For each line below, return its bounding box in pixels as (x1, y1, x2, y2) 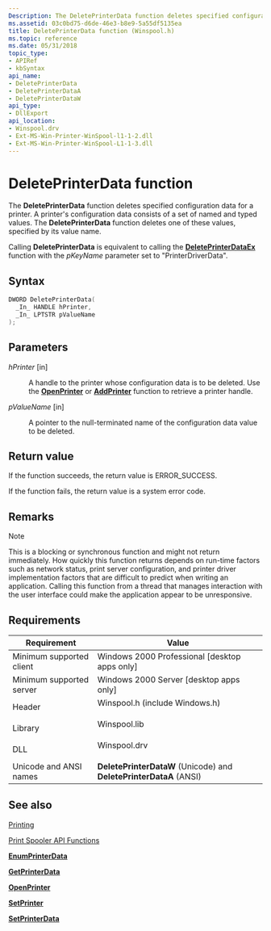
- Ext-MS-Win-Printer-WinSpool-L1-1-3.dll (8, 139, 153, 148)
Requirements (8, 613, 81, 627)
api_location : (8, 117, 56, 125)
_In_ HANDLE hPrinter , (15, 304, 92, 312)
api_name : (8, 72, 42, 80)
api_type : (8, 102, 42, 110)
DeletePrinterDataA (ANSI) (97, 771, 202, 782)
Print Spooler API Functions (8, 835, 100, 845)
